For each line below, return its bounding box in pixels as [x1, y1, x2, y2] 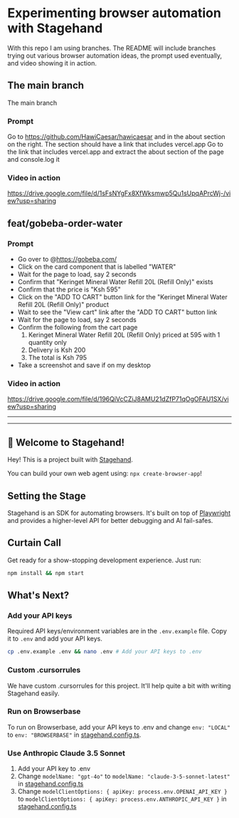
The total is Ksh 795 [28, 353, 87, 362]
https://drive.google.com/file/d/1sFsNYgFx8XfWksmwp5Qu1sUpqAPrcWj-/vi [7, 189, 231, 197]
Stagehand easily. [7, 689, 60, 698]
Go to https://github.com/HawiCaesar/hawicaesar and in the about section [7, 133, 225, 141]
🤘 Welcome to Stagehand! [7, 436, 125, 448]
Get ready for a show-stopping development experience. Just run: [7, 556, 201, 564]
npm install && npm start [7, 569, 84, 576]
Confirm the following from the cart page [17, 323, 138, 332]
